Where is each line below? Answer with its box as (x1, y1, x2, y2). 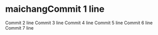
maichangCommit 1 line (5, 3, 105, 15)
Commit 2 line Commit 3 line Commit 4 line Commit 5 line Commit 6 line (5, 20, 153, 26)
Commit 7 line (5, 25, 34, 31)
